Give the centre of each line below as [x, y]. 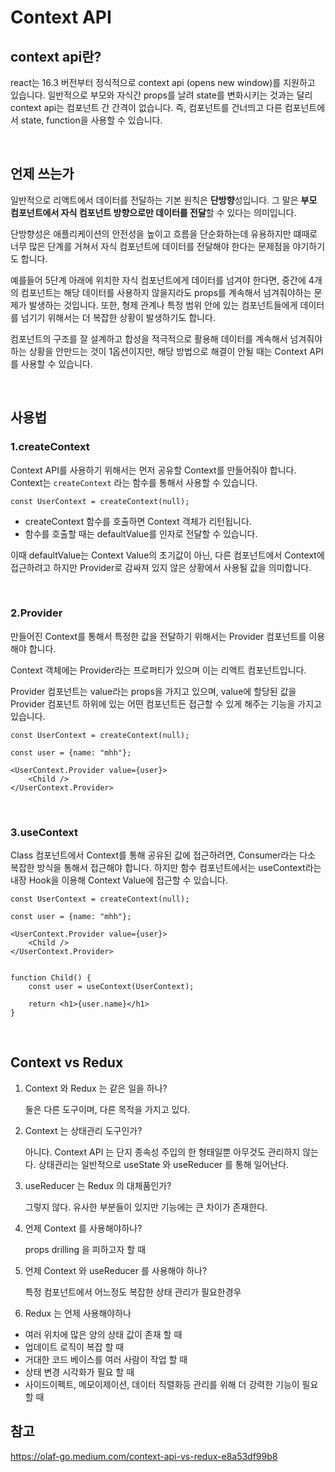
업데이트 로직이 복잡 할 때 [74, 1347]
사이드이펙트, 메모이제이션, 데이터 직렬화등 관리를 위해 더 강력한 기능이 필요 [171, 1384]
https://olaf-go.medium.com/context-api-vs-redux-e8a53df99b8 [144, 1456]
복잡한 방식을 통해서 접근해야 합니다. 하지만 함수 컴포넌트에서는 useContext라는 [166, 868]
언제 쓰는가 [42, 174]
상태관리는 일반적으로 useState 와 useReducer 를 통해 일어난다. [164, 1164]
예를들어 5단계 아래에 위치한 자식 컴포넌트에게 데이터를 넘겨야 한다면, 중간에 [158, 280]
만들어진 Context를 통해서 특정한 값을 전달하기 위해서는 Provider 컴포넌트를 [158, 636]
